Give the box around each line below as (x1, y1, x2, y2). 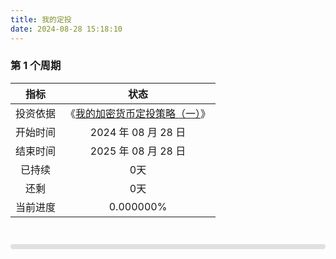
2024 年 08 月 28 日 (89, 125, 187, 139)
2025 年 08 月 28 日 (89, 144, 187, 158)
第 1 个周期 (10, 59, 62, 73)
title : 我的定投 (10, 14, 72, 25)
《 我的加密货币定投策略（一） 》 (65, 106, 212, 120)
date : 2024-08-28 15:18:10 (10, 24, 123, 34)
